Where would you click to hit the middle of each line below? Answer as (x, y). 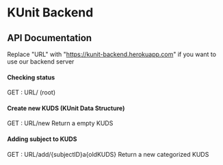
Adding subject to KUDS (42, 139)
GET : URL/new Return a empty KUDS (60, 123)
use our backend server (41, 62)
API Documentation (50, 38)
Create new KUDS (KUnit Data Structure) (66, 108)
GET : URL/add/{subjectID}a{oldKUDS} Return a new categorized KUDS (108, 154)
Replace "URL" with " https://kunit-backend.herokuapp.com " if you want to (112, 54)
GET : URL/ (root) (31, 92)
